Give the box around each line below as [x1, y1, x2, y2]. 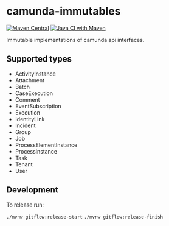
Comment [15, 96, 40, 103]
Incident [15, 122, 36, 129]
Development [6, 185, 59, 196]
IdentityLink [15, 115, 45, 122]
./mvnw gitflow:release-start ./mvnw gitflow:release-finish [6, 214, 163, 220]
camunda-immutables [6, 4, 121, 18]
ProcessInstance [15, 147, 58, 155]
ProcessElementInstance [15, 141, 78, 149]
